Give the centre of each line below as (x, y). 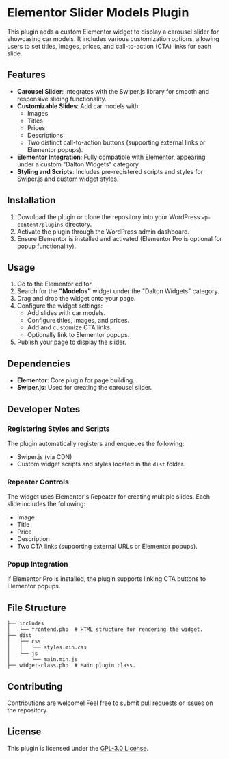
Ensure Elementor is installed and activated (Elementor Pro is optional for (120, 238)
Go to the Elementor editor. (55, 284)
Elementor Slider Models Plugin (98, 13)
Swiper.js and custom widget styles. (68, 179)
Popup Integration (38, 564)
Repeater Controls (38, 482)
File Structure (37, 608)
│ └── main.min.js (42, 660)
